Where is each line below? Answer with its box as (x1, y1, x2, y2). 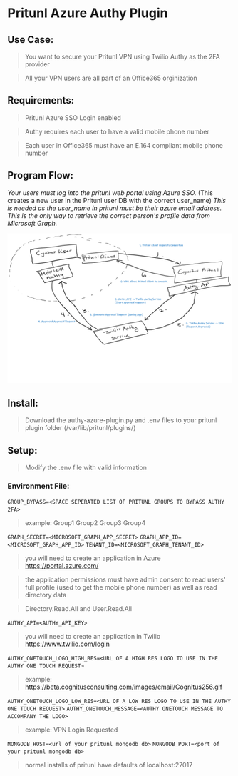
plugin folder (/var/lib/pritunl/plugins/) (24, 424, 136, 432)
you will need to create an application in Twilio (24, 632, 161, 641)
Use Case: (7, 34, 54, 46)
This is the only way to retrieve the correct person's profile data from (7, 211, 210, 219)
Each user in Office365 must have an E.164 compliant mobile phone (24, 141, 223, 149)
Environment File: (7, 481, 70, 491)
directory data (24, 591, 67, 600)
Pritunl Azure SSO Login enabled (24, 113, 121, 122)
